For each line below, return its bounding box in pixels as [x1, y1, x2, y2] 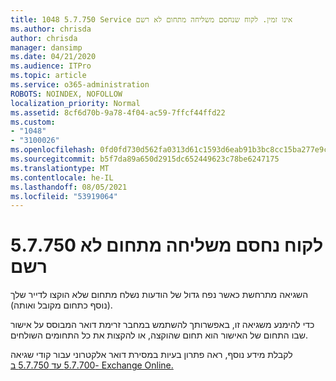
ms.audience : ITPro [10, 61, 92, 71]
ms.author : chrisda [10, 24, 92, 34]
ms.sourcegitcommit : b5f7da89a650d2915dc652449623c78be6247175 [10, 154, 280, 164]
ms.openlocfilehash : [10, 145, 97, 155]
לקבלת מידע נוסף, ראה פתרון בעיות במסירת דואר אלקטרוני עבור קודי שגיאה [10, 349, 293, 361]
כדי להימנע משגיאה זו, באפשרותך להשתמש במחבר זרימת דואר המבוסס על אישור [10, 319, 315, 331]
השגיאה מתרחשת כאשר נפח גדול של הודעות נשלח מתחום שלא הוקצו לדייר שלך [10, 289, 309, 301]
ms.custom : [10, 117, 56, 127]
